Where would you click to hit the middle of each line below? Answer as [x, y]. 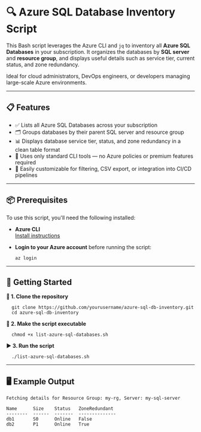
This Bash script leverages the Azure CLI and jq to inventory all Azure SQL [98, 45]
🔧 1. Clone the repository [37, 296]
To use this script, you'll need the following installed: [71, 217]
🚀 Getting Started [39, 282]
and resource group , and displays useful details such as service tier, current [100, 58]
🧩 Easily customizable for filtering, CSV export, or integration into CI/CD [103, 168]
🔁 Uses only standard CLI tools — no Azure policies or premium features [104, 156]
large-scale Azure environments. [46, 82]
